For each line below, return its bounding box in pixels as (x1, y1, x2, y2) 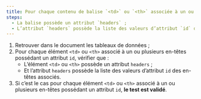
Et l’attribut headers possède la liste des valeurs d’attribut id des (23, 67, 181, 75)
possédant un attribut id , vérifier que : (14, 54, 109, 61)
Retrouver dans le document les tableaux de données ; (14, 42, 150, 49)
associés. (38, 73, 62, 81)
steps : (6, 14, 23, 20)
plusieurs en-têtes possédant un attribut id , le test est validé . (14, 86, 167, 93)
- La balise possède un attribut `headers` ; (11, 20, 127, 26)
